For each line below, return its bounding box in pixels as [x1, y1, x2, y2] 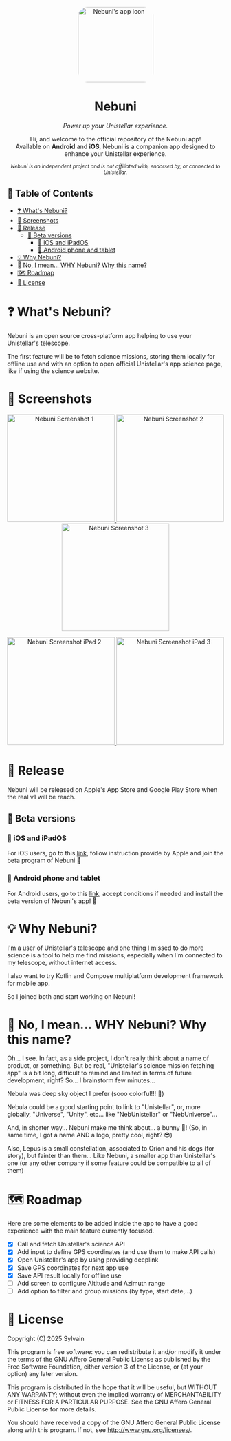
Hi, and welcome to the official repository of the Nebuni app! [30, 135, 201, 143]
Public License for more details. [7, 1404, 97, 1413]
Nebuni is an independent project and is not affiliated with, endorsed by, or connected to [10, 163, 221, 170]
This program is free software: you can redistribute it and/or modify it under [7, 1347, 221, 1355]
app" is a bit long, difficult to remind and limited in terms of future [7, 1069, 192, 1077]
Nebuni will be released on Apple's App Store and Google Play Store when [7, 785, 218, 793]
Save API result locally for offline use [16, 1271, 122, 1280]
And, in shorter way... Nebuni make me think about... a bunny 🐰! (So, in [7, 1124, 208, 1132]
